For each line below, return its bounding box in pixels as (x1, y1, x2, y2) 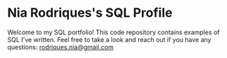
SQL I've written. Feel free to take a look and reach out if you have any (7, 35, 211, 43)
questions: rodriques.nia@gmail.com (7, 43, 114, 51)
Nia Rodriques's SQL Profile (7, 5, 173, 21)
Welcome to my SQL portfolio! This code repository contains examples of (7, 28, 220, 36)
